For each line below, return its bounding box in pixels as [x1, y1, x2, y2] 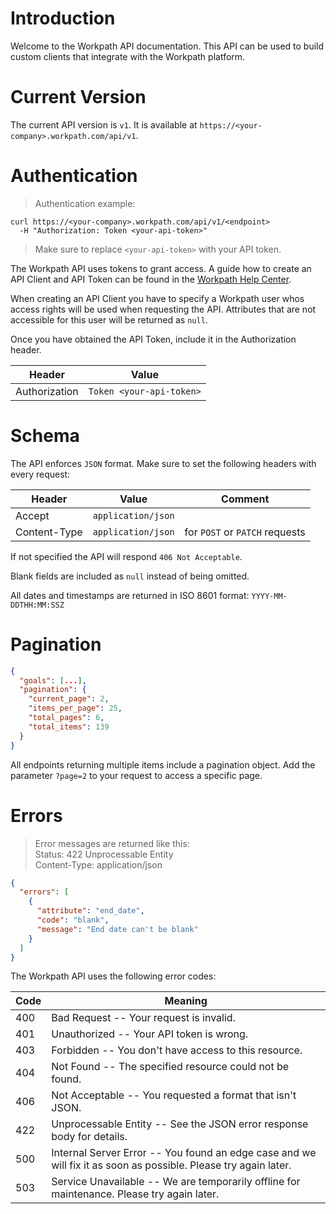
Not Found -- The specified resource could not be [51, 1060, 290, 1074]
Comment [221, 492, 270, 506]
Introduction [10, 7, 116, 30]
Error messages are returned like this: [34, 837, 190, 849]
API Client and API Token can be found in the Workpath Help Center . [10, 273, 292, 285]
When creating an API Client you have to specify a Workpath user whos [10, 292, 305, 304]
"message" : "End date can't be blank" [36, 924, 199, 934]
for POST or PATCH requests [184, 525, 306, 539]
